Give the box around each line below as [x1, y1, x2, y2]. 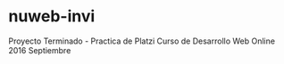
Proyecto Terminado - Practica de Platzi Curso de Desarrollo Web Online [8, 36, 276, 46]
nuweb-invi [8, 6, 96, 27]
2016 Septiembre [8, 44, 71, 55]
